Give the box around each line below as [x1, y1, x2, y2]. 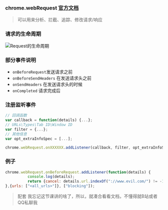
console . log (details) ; [27, 174, 75, 179]
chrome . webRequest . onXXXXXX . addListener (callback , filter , [5, 145, 131, 150]
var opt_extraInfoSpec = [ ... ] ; [5, 136, 72, 141]
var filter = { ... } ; [5, 126, 48, 132]
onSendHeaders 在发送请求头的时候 [12, 81, 82, 87]
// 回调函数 [5, 113, 27, 118]
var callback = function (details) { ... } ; [5, 117, 93, 123]
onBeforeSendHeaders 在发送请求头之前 [12, 75, 91, 81]
